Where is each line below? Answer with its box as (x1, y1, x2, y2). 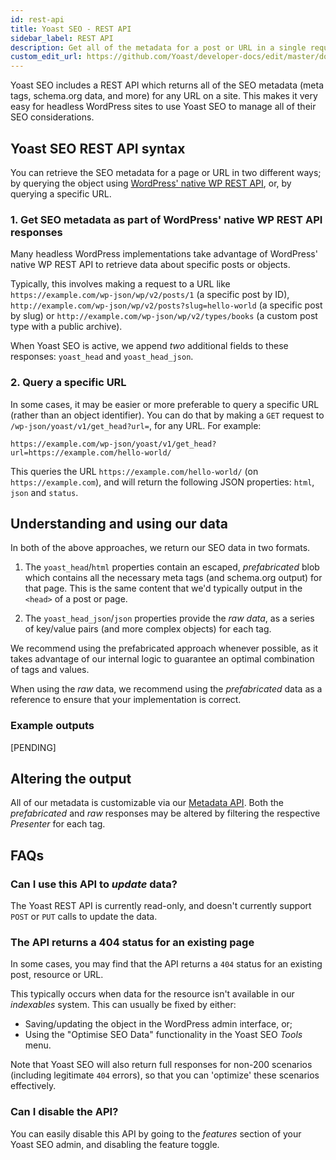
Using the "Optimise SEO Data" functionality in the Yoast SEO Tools (24, 1029, 303, 1041)
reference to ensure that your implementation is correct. (10, 694, 242, 706)
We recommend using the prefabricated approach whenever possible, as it (10, 642, 319, 655)
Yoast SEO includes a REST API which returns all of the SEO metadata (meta (10, 79, 325, 91)
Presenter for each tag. (10, 818, 106, 830)
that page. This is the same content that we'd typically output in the (24, 582, 303, 595)
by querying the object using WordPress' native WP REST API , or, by (10, 177, 292, 189)
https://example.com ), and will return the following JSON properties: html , (10, 476, 315, 488)
